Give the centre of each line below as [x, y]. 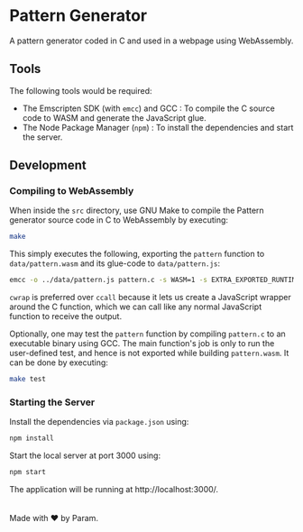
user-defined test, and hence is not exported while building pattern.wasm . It [149, 353]
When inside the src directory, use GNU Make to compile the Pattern [137, 211]
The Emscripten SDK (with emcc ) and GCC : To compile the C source [148, 108]
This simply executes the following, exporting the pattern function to [137, 254]
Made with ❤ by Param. [54, 518]
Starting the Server [52, 402]
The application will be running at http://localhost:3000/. [114, 490]
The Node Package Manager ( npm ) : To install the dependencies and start [158, 127]
